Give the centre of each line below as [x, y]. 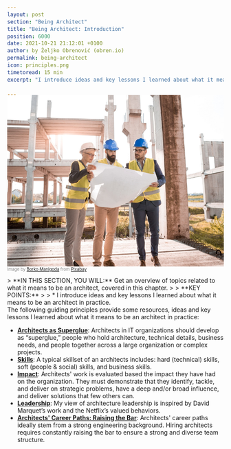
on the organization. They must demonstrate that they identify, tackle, [116, 382]
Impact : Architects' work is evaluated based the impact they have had [116, 374]
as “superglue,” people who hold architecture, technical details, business [120, 338]
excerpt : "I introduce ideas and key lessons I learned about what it [110, 80]
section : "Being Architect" [47, 22]
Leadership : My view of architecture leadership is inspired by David [113, 403]
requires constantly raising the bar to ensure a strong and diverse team [118, 433]
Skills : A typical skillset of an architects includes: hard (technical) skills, [118, 360]
